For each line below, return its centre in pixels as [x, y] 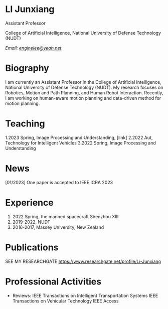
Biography [27, 68]
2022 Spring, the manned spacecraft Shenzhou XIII [65, 216]
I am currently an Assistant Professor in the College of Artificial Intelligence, [83, 82]
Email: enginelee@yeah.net [33, 48]
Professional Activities [53, 281]
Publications [32, 247]
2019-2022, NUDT [31, 222]
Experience [29, 202]
